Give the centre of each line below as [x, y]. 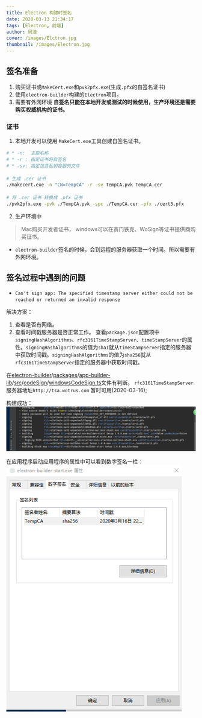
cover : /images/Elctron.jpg [41, 38]
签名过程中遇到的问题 [46, 278]
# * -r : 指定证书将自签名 [36, 159]
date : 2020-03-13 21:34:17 [40, 19]
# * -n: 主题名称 [27, 153]
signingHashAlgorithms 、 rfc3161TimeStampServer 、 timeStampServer [98, 339]
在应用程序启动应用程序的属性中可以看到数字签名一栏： [75, 462]
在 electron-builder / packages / [43, 375]
